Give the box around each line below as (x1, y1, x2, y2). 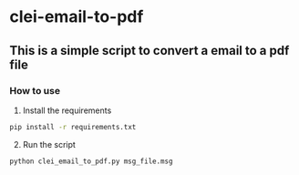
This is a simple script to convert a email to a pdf (9, 43, 290, 58)
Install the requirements (22, 105, 112, 116)
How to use (9, 84, 61, 97)
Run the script (22, 139, 76, 149)
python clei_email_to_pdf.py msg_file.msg (9, 157, 173, 166)
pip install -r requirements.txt (9, 122, 137, 131)
